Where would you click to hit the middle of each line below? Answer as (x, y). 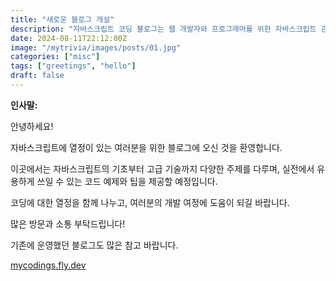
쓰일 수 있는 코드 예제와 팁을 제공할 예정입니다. (127, 181)
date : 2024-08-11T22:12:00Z (69, 38)
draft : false (37, 76)
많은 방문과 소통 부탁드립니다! (68, 223)
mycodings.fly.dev (48, 265)
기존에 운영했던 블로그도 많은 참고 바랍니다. (94, 245)
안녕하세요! (32, 126)
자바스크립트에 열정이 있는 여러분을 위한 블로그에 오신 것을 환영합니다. (146, 147)
